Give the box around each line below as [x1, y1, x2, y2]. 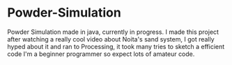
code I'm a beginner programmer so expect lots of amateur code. [7, 50, 195, 58]
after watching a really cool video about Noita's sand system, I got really [7, 35, 215, 43]
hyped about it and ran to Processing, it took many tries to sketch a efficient [7, 42, 225, 50]
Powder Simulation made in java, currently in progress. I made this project [7, 28, 219, 36]
